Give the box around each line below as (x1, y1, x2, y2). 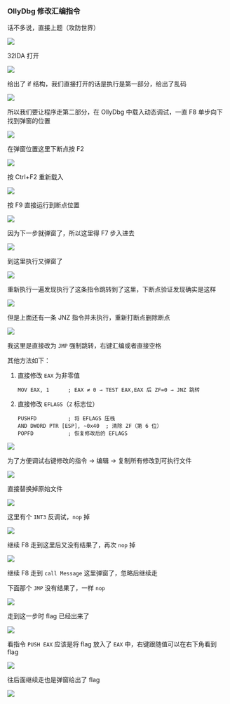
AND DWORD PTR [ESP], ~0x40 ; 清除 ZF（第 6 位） (17, 423, 163, 430)
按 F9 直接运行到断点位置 (7, 201, 80, 209)
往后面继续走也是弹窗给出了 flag (7, 676, 100, 684)
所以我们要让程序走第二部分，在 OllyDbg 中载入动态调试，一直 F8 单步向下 (7, 107, 223, 117)
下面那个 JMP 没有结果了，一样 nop (7, 584, 105, 592)
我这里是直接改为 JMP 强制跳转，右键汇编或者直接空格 (7, 341, 162, 350)
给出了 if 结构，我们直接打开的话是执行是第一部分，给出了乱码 (7, 79, 187, 89)
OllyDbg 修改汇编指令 (7, 6, 81, 15)
